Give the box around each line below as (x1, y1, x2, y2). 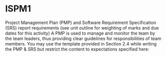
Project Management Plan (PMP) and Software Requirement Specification (5, 19, 157, 25)
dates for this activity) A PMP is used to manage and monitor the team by (5, 30, 156, 36)
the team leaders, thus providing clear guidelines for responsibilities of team (5, 35, 162, 41)
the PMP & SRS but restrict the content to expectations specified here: (5, 46, 150, 52)
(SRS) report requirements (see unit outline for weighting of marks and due (5, 24, 159, 30)
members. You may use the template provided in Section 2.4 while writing (5, 40, 157, 46)
